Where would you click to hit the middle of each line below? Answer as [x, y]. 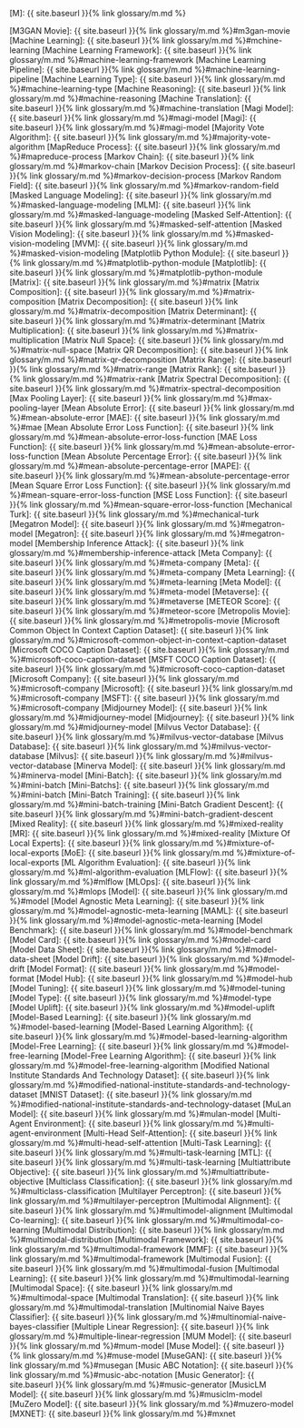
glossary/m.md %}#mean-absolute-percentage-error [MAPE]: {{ [130, 466]
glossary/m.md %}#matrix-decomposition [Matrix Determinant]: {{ [133, 311]
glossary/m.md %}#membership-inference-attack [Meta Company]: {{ [141, 553]
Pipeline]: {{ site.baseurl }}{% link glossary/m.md [101, 69]
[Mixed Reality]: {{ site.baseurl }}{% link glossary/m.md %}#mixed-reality [147, 824]
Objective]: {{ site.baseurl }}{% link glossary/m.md [104, 1172]
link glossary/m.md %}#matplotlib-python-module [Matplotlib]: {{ [144, 263]
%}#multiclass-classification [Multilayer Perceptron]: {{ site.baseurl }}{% [146, 1191]
